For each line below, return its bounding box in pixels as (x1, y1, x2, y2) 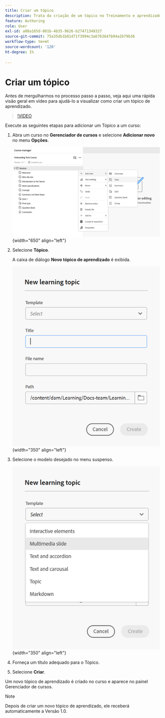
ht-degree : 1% (5, 49, 34, 54)
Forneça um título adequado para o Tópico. (12, 659, 100, 666)
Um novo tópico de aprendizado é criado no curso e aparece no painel (5, 679, 148, 684)
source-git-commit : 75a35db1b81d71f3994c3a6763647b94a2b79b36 (5, 34, 135, 39)
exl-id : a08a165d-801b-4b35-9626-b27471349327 (5, 29, 102, 34)
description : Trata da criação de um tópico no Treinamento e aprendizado (5, 13, 162, 18)
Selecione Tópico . (12, 247, 49, 253)
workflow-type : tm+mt (5, 39, 50, 44)
